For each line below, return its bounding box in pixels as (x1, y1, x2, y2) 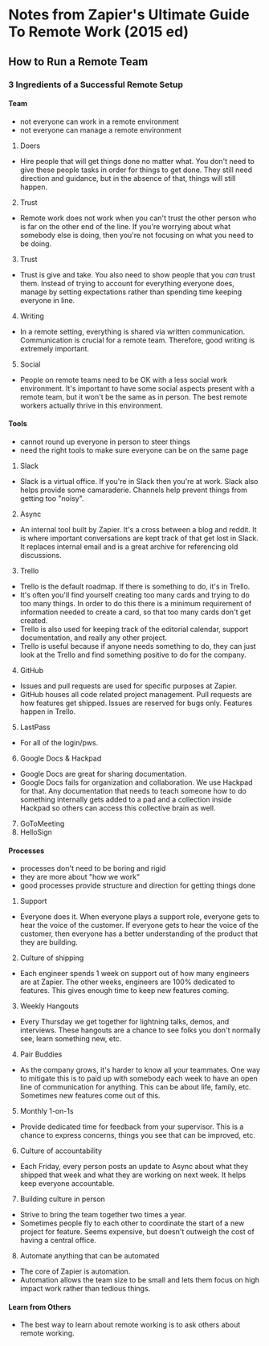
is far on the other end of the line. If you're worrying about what (19, 221, 231, 231)
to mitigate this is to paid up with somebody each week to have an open (19, 1073, 259, 1083)
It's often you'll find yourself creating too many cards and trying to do (19, 589, 251, 600)
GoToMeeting (19, 819, 65, 828)
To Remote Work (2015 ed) (8, 23, 190, 41)
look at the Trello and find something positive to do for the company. (19, 650, 247, 659)
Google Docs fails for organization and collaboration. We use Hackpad (19, 778, 253, 787)
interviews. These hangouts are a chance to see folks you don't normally (19, 1025, 261, 1035)
